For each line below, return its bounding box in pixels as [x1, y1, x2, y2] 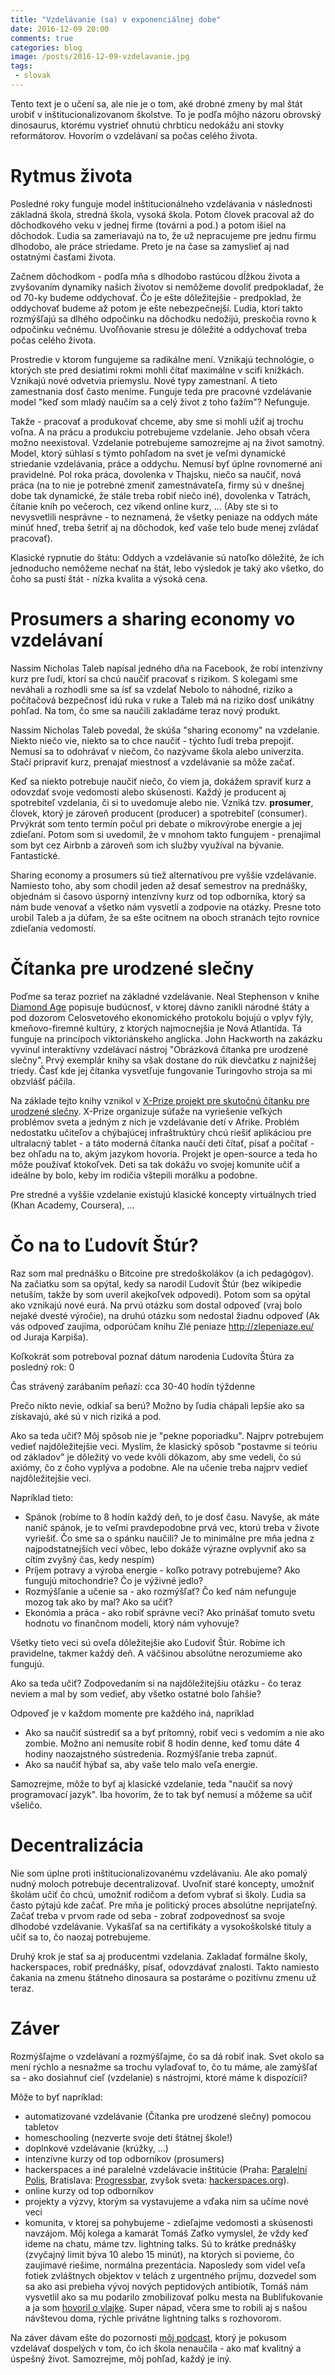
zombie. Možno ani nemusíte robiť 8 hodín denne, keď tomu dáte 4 [24, 1737, 301, 1749]
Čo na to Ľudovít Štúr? [10, 1234, 199, 1256]
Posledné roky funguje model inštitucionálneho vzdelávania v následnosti [10, 197, 313, 210]
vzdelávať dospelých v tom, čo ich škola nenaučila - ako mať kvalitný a [10, 2342, 302, 2354]
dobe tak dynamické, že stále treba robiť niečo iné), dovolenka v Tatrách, [10, 489, 312, 501]
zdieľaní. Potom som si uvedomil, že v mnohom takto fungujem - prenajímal [10, 828, 322, 840]
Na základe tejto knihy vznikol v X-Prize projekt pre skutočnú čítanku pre [10, 1094, 310, 1106]
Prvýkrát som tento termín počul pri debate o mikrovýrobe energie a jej [10, 817, 303, 830]
